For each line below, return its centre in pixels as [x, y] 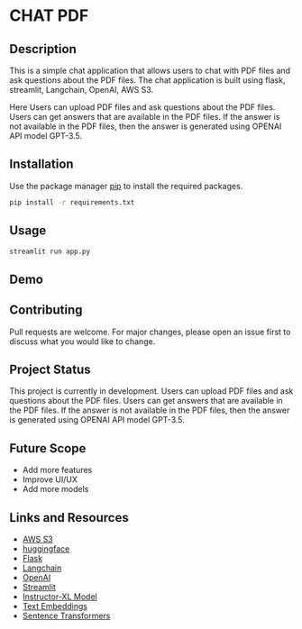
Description [43, 49]
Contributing [46, 310]
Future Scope [48, 448]
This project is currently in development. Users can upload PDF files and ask [151, 391]
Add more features [57, 470]
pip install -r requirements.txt [72, 202]
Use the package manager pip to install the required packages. [126, 186]
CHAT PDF [49, 16]
